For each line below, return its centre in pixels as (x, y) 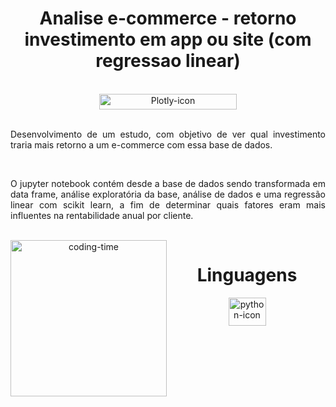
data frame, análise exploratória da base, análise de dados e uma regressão (168, 194)
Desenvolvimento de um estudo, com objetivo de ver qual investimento (168, 134)
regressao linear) (168, 61)
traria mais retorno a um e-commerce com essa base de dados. (141, 144)
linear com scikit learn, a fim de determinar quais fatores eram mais (168, 204)
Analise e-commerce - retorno (168, 18)
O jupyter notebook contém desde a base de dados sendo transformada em (168, 183)
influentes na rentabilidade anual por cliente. (102, 215)
